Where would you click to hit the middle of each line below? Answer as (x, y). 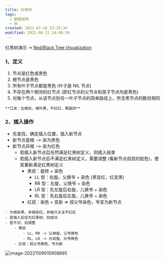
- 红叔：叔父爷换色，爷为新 (38, 244)
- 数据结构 (19, 19)
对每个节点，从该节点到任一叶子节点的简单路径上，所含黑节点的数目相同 (86, 98)
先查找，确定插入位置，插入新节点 (47, 133)
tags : (11, 14)
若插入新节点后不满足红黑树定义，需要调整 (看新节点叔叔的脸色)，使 (89, 158)
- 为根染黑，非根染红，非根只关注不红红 (41, 212)
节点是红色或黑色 (30, 73)
